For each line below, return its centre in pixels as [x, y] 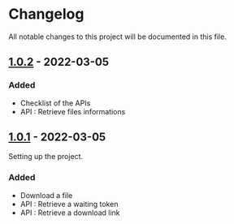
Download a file [46, 195]
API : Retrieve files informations [73, 111]
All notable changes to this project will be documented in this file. [118, 37]
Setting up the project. [46, 157]
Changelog [46, 14]
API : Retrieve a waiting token [69, 204]
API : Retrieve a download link [70, 213]
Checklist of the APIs [55, 103]
